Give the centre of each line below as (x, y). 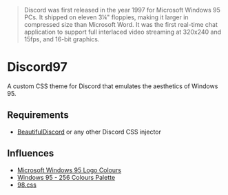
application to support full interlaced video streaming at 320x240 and (123, 32)
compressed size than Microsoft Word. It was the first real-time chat (121, 24)
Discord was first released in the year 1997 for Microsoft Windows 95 (122, 10)
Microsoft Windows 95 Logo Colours (69, 170)
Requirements (38, 115)
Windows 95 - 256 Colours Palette (66, 177)
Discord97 (37, 67)
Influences (31, 153)
